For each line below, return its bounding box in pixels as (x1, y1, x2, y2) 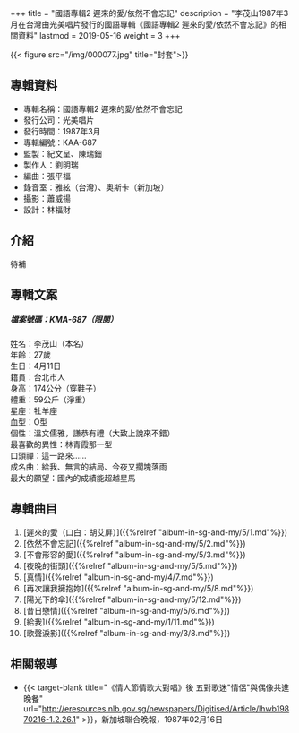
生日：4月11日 (10, 360, 62, 371)
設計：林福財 (22, 204, 71, 215)
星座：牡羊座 (10, 405, 57, 416)
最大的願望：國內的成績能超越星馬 (10, 472, 136, 483)
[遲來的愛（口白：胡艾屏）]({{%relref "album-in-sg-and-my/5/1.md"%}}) (22, 527, 288, 538)
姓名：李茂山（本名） (10, 338, 89, 349)
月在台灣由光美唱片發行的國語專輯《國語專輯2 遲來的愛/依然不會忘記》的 (10, 19, 279, 30)
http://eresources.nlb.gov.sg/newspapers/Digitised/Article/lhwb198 (41, 703, 290, 714)
